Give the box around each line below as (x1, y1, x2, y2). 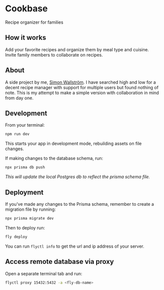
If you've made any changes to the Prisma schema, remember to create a (5, 201, 154, 207)
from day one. (5, 95, 33, 101)
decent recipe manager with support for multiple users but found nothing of (5, 84, 159, 90)
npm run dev (5, 131, 30, 137)
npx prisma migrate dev (5, 216, 54, 221)
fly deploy (5, 234, 28, 239)
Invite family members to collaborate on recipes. (5, 52, 103, 58)
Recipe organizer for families (5, 19, 64, 25)
